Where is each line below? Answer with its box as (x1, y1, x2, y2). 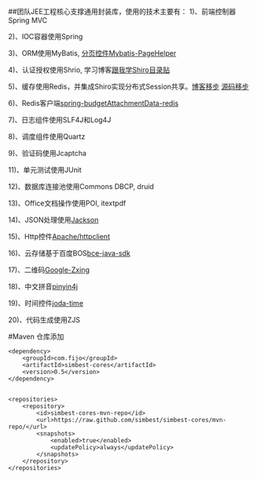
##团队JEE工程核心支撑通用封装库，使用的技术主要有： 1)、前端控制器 (8, 7, 237, 16)
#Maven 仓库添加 (8, 332, 64, 341)
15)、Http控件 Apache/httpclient (8, 232, 110, 241)
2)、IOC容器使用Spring (8, 32, 83, 41)
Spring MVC (8, 16, 48, 25)
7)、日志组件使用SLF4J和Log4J (8, 115, 112, 124)
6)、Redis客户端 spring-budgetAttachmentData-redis (8, 99, 179, 107)
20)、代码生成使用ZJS (8, 315, 81, 324)
